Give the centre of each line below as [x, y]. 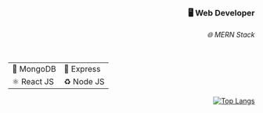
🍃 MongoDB [34, 69]
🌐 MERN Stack [231, 34]
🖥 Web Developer [221, 12]
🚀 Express [82, 69]
